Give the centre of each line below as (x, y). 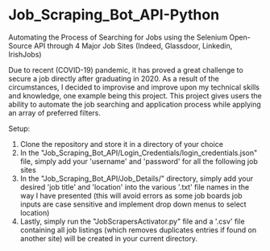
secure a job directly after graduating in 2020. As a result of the (114, 78)
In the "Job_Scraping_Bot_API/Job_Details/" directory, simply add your (137, 178)
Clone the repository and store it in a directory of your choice (122, 144)
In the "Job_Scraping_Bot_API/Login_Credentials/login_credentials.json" (139, 153)
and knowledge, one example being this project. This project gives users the (135, 95)
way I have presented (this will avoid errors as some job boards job (131, 195)
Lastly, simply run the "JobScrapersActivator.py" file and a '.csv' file (132, 221)
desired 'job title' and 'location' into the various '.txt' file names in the (135, 186)
